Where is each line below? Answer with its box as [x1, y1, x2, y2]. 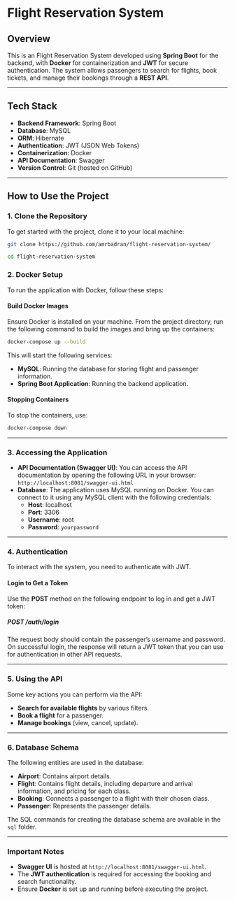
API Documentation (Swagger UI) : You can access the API [17, 464, 187, 471]
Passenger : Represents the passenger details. [17, 802, 152, 810]
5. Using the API [7, 674, 63, 684]
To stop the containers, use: [7, 410, 88, 419]
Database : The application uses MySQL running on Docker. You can [17, 486, 215, 494]
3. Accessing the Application [7, 448, 108, 457]
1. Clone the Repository [7, 211, 87, 221]
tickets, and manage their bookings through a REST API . [7, 73, 169, 82]
